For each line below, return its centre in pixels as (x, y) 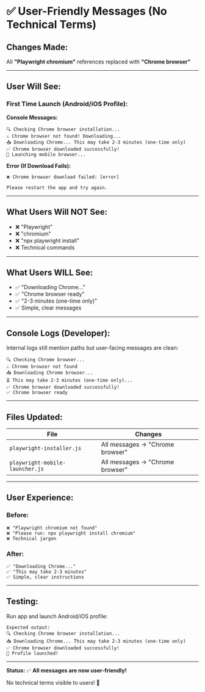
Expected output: (28, 627)
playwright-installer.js (45, 448)
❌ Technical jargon (31, 538)
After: (15, 553)
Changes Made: (37, 47)
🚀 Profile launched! (33, 653)
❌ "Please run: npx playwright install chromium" (71, 533)
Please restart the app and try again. (57, 187)
